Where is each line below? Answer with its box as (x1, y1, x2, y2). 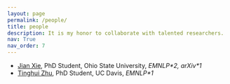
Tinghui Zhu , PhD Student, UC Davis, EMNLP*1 (17, 69, 154, 77)
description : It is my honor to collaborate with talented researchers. (7, 29, 224, 37)
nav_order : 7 (7, 42, 46, 49)
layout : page (7, 10, 46, 17)
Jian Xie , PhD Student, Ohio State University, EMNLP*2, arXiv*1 (17, 62, 202, 69)
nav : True (7, 36, 36, 43)
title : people (7, 23, 49, 30)
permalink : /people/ (7, 17, 68, 24)
